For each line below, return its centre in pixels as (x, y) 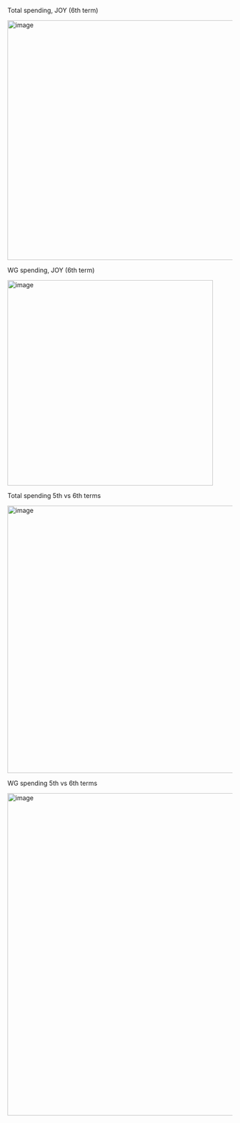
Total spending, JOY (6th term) (53, 10)
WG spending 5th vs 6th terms (52, 783)
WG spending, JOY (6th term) (51, 270)
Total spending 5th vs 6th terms (54, 495)
